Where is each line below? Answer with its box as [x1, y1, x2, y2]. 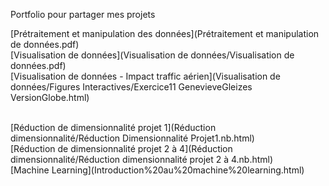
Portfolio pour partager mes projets [10, 9, 156, 20]
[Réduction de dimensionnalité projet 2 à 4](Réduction [10, 143, 233, 154]
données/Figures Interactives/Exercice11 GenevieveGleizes [10, 81, 253, 93]
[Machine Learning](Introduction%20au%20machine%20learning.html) [10, 164, 305, 176]
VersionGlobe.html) [10, 92, 90, 103]
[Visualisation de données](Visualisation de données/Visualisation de [10, 49, 295, 61]
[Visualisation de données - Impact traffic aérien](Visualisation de [10, 70, 281, 82]
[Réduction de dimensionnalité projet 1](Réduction [10, 122, 217, 133]
